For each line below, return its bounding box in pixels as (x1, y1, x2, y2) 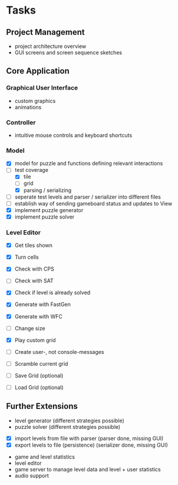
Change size (14, 324, 45, 331)
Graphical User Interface (6, 84, 78, 92)
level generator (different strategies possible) (14, 417, 125, 424)
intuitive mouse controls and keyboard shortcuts (14, 131, 133, 139)
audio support (14, 472, 49, 479)
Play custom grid (14, 336, 56, 343)
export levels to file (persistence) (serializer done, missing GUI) (14, 441, 168, 448)
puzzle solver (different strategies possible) (14, 423, 121, 430)
